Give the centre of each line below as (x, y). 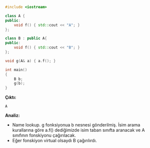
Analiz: (12, 116)
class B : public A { (26, 38)
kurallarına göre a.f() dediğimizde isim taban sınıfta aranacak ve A (78, 130)
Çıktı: (11, 98)
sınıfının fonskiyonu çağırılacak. (44, 135)
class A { (15, 16)
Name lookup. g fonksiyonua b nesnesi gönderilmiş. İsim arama (76, 125)
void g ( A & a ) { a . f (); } (30, 61)
